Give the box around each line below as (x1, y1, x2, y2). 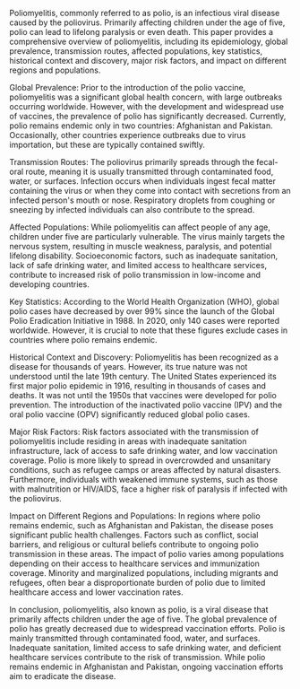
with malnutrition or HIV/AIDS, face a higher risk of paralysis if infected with (9, 484, 288, 494)
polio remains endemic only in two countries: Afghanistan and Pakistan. (9, 120, 273, 131)
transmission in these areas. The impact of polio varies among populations (9, 549, 285, 559)
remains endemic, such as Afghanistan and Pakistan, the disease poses (9, 520, 274, 530)
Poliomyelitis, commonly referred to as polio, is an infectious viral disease (9, 8, 280, 18)
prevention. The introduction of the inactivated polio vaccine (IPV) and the (9, 399, 283, 410)
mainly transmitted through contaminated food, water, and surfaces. (9, 632, 261, 643)
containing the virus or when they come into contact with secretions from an (9, 186, 291, 196)
